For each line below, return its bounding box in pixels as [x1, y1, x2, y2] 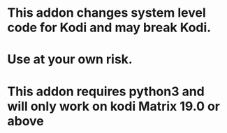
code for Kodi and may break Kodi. [7, 19, 212, 36]
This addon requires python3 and [7, 84, 205, 99]
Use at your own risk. [7, 52, 133, 68]
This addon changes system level [7, 5, 206, 21]
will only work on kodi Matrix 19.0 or [7, 98, 220, 114]
